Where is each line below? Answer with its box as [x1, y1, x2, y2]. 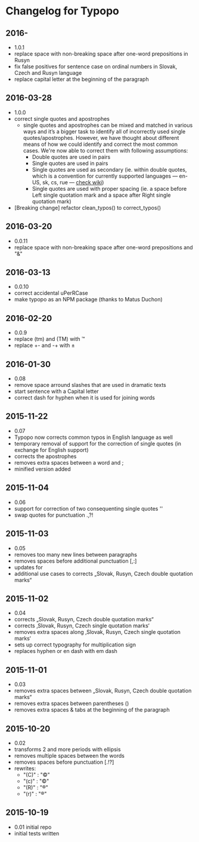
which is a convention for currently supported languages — [32, 172, 178, 179]
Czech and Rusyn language [14, 69, 82, 76]
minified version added [14, 465, 71, 472]
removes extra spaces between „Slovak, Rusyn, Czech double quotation [14, 687, 192, 694]
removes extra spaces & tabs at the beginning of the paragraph [14, 706, 170, 713]
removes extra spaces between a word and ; [14, 459, 124, 466]
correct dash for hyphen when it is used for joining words [14, 394, 156, 401]
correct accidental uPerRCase [14, 289, 88, 297]
